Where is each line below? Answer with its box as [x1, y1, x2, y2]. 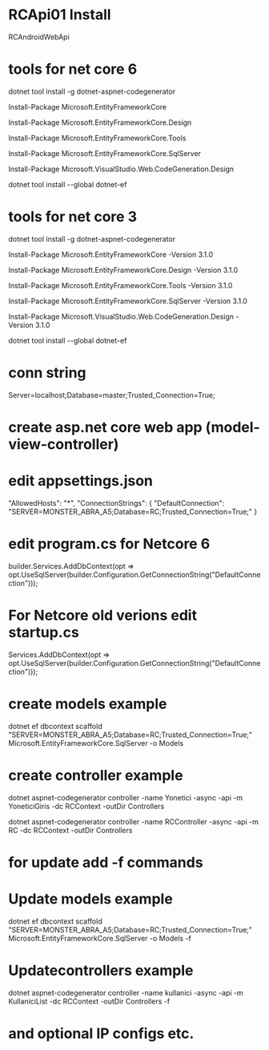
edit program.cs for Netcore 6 [8, 535, 211, 553]
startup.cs [8, 623, 80, 641]
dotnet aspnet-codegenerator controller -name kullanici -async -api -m [8, 988, 244, 997]
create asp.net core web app [8, 418, 203, 436]
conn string [8, 364, 86, 382]
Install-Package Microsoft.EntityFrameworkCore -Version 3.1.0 [8, 250, 214, 259]
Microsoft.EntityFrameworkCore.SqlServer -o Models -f [8, 933, 192, 943]
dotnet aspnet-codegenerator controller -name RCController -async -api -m [8, 816, 259, 826]
